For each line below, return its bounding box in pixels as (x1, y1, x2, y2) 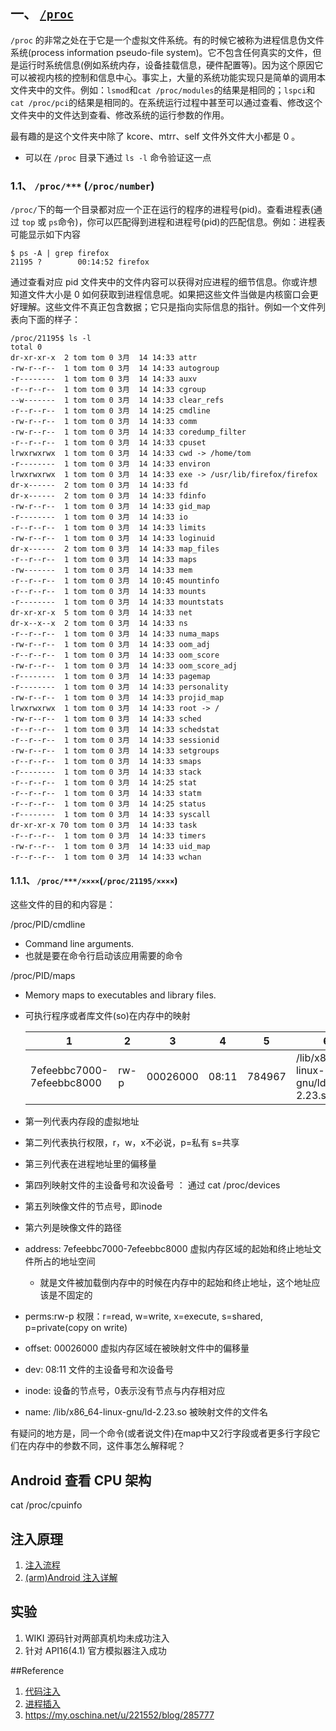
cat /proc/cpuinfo (10, 1499, 83, 1511)
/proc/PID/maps (10, 970, 76, 982)
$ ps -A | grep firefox (10, 249, 110, 259)
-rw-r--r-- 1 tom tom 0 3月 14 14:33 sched (10, 714, 202, 724)
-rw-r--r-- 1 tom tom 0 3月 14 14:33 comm (10, 417, 198, 427)
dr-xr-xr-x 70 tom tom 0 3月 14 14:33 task (10, 820, 198, 831)
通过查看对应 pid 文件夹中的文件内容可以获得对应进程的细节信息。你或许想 (10, 276, 318, 288)
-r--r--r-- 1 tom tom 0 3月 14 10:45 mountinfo (10, 576, 220, 586)
